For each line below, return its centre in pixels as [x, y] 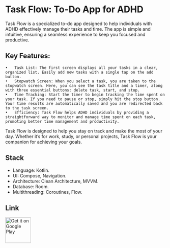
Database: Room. [31, 186]
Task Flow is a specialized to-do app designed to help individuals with [79, 24]
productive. [17, 40]
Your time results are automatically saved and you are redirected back [84, 103]
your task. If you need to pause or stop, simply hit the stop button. [83, 99]
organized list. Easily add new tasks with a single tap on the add [79, 72]
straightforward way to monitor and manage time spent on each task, [81, 117]
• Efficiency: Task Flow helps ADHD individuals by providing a [77, 112]
